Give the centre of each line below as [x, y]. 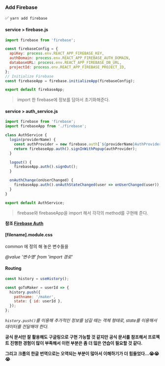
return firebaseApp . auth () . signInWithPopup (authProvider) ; [76, 149]
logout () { [21, 162]
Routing [13, 268]
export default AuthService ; [35, 203]
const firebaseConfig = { [31, 49]
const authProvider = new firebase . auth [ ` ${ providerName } [74, 144]
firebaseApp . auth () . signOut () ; [46, 167]
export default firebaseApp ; [35, 90]
